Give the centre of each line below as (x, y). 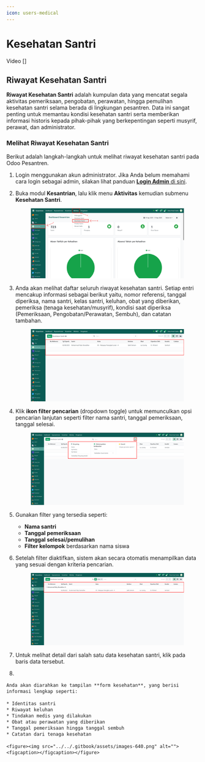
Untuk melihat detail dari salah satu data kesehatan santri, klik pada (100, 655)
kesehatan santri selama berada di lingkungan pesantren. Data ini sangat (98, 108)
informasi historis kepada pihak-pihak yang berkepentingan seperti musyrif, (102, 121)
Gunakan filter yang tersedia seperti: (61, 515)
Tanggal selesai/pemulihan (60, 540)
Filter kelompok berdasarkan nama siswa (77, 546)
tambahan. (29, 320)
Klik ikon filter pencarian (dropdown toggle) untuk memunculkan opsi (103, 411)
